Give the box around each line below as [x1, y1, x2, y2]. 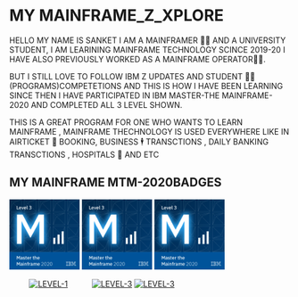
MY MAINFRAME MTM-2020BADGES [9, 175, 222, 190]
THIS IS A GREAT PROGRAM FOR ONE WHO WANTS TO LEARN [9, 117, 244, 128]
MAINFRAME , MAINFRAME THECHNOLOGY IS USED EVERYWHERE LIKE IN [9, 126, 290, 136]
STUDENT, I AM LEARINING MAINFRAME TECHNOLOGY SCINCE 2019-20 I [9, 44, 286, 54]
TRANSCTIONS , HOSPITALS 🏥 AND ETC [9, 149, 160, 160]
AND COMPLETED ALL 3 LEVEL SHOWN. [30, 99, 183, 110]
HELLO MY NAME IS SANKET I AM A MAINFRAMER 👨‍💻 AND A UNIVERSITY [9, 35, 286, 45]
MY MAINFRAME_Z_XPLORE [9, 5, 225, 26]
